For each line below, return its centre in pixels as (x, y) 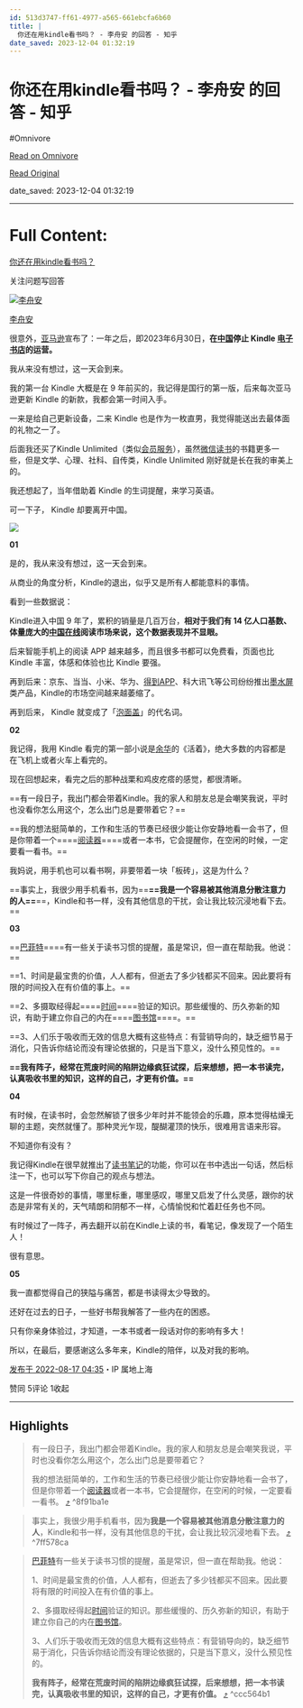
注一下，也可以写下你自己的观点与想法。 (84, 1176)
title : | (26, 26)
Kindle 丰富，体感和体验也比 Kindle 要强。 (87, 663)
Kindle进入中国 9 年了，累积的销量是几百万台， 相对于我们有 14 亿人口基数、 (151, 621)
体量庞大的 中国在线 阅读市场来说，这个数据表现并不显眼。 (116, 632)
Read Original (35, 173)
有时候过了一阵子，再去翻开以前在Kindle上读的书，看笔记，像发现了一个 (143, 1226)
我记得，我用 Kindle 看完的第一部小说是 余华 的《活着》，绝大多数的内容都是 (148, 748)
